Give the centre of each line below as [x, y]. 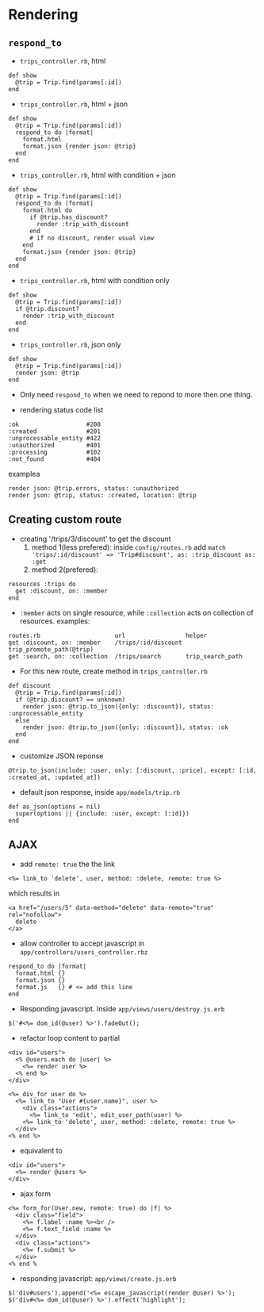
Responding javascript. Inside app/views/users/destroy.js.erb [122, 1008]
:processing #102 [55, 452]
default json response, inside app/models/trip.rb [100, 792]
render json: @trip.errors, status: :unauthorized [94, 489]
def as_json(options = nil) [55, 807]
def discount [30, 685]
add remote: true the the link [67, 864]
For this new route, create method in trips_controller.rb [114, 671]
